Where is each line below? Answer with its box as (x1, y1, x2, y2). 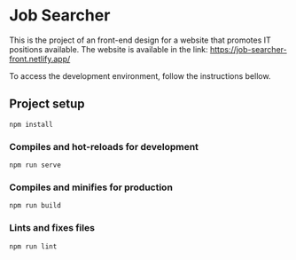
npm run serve (9, 161, 62, 169)
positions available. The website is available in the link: (9, 43, 208, 54)
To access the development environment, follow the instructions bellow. (9, 70, 271, 81)
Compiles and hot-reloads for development (9, 140, 199, 153)
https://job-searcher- (209, 43, 287, 54)
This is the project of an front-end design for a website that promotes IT (9, 35, 272, 45)
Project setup (9, 97, 86, 112)
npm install (9, 120, 53, 129)
